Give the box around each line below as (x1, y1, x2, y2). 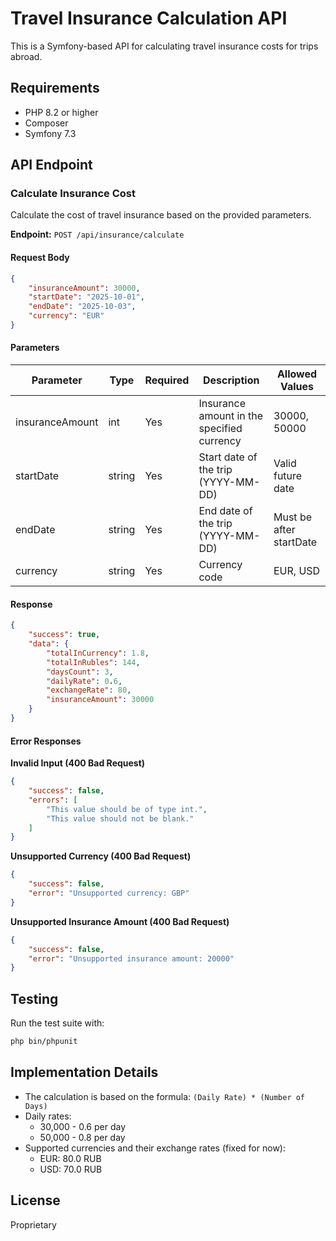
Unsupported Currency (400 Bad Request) (10, 850, 192, 862)
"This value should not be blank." (46, 813, 195, 824)
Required (144, 373, 190, 387)
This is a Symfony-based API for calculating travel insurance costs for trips (10, 40, 319, 52)
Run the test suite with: (10, 1017, 105, 1029)
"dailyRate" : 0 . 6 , (46, 676, 123, 686)
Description (202, 373, 260, 387)
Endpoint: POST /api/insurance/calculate (10, 228, 185, 241)
